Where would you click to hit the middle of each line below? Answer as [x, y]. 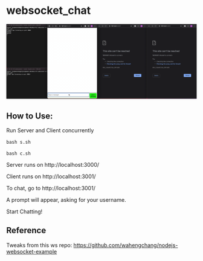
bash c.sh [19, 154]
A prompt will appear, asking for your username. [66, 200]
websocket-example [32, 251]
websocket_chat [49, 11]
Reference [26, 230]
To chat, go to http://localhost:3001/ [51, 188]
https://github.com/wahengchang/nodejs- [126, 245]
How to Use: [30, 116]
